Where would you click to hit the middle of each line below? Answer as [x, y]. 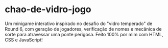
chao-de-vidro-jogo [48, 9]
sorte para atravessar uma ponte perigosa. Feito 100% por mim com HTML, [84, 34]
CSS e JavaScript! [24, 40]
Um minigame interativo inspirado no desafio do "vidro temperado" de [79, 23]
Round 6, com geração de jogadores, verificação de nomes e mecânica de [83, 29]
